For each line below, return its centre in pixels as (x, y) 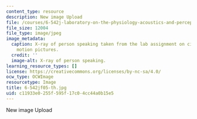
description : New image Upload (44, 17)
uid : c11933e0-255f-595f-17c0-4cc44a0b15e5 (60, 93)
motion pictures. (38, 50)
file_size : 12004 (27, 28)
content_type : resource (35, 11)
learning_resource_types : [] (42, 66)
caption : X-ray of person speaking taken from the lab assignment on (98, 45)
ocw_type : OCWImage (30, 77)
